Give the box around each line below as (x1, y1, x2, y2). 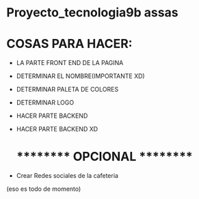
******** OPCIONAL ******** (16, 149, 193, 165)
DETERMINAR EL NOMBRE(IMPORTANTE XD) (16, 72, 145, 80)
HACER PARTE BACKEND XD (16, 125, 98, 133)
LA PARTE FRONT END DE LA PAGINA (16, 59, 124, 67)
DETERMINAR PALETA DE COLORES (16, 85, 119, 94)
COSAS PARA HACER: (6, 36, 133, 52)
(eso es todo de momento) (6, 185, 81, 193)
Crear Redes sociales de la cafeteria (16, 172, 119, 180)
